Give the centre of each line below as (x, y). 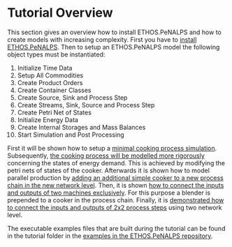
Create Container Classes (55, 90)
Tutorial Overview (60, 13)
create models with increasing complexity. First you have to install (102, 39)
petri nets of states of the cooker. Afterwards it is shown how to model (108, 170)
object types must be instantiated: (56, 54)
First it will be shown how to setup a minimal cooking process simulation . (112, 148)
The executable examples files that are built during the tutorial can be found (116, 228)
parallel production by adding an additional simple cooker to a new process (115, 178)
